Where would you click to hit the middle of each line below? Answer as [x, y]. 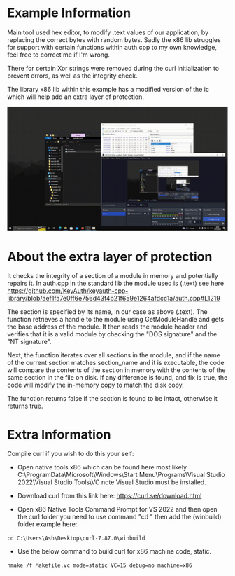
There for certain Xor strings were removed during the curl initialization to [113, 68]
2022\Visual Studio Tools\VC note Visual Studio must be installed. [112, 482]
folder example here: [47, 524]
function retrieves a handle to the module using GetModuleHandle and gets [116, 320]
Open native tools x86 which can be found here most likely [102, 467]
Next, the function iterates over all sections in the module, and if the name [114, 355]
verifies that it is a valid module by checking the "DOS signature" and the [112, 334]
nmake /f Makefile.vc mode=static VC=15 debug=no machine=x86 [100, 565]
